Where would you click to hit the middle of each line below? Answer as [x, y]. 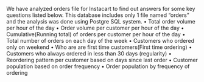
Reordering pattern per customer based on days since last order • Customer [102, 60]
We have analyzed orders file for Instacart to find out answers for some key [101, 9]
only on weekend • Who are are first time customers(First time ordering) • [99, 47]
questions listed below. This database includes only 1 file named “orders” [98, 15]
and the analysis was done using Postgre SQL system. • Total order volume [101, 21]
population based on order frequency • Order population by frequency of [98, 66]
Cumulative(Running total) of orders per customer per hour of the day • [96, 34]
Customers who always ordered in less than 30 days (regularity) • [89, 53]
